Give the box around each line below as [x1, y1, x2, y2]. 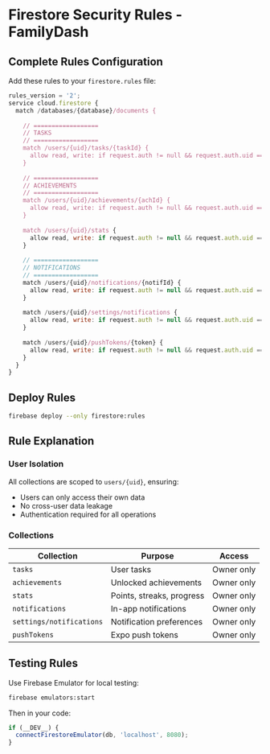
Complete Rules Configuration [8, 55, 163, 68]
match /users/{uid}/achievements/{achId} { [22, 196, 171, 204]
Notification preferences [111, 616, 203, 627]
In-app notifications [111, 603, 186, 614]
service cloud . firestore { [8, 99, 99, 107]
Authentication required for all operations [19, 509, 157, 519]
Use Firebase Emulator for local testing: [8, 678, 139, 687]
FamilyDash [8, 23, 89, 41]
